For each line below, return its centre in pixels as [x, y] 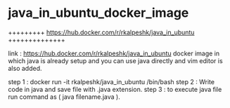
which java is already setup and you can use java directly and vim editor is [116, 60]
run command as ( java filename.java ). [64, 97]
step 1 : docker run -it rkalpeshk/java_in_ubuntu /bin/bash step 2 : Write [111, 81]
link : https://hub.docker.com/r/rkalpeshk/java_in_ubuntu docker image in [114, 53]
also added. [25, 68]
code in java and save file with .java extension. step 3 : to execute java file [115, 89]
